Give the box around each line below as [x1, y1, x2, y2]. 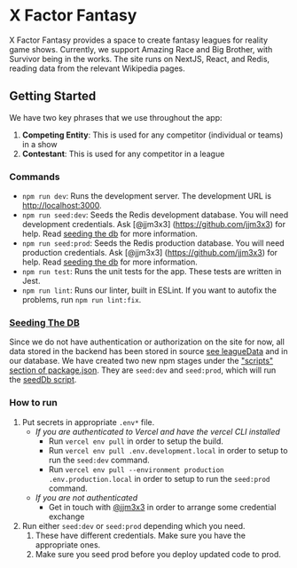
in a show [21, 138, 58, 149]
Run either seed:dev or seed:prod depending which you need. [21, 520, 246, 531]
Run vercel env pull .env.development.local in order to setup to [48, 445, 288, 455]
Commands [9, 170, 60, 183]
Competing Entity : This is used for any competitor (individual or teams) [21, 130, 284, 140]
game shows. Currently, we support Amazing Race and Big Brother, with [9, 43, 273, 54]
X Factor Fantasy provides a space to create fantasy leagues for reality [9, 35, 269, 45]
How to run [9, 397, 58, 409]
